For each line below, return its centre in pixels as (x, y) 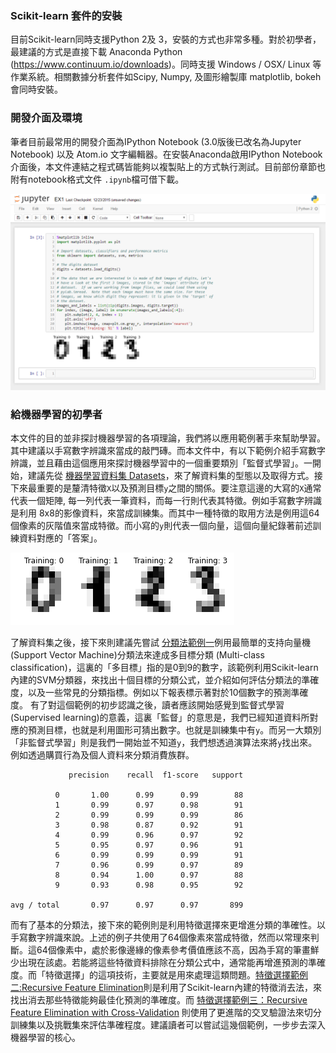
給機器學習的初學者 (56, 414)
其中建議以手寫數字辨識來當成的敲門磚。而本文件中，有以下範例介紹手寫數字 (168, 450)
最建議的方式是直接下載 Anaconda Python (96, 52)
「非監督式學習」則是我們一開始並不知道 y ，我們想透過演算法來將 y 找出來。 (164, 742)
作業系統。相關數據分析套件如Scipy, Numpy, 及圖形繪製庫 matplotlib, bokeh (166, 77)
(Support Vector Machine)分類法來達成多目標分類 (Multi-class (137, 654)
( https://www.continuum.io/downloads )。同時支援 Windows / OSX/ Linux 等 (166, 64)
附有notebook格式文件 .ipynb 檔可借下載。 (97, 179)
